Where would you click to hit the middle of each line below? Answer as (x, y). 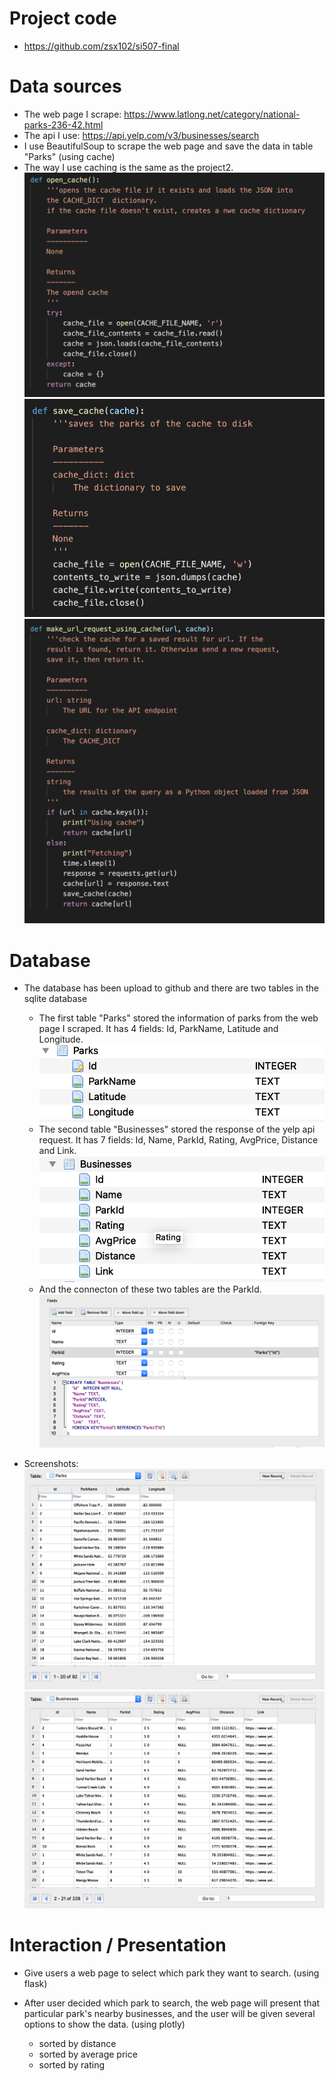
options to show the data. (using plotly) (104, 2024)
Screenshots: (51, 1464)
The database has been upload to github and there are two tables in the (171, 988)
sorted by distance (77, 2043)
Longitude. (61, 1039)
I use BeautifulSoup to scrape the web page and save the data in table (168, 146)
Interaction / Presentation (118, 1945)
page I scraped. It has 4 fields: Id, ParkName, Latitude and (158, 1029)
